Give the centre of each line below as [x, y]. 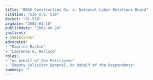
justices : [15, 33]
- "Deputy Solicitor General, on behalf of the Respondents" [70, 65]
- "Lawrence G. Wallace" [31, 51]
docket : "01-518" [23, 19]
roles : [12, 56]
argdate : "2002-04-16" [29, 24]
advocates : [16, 42]
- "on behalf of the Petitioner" [40, 61]
